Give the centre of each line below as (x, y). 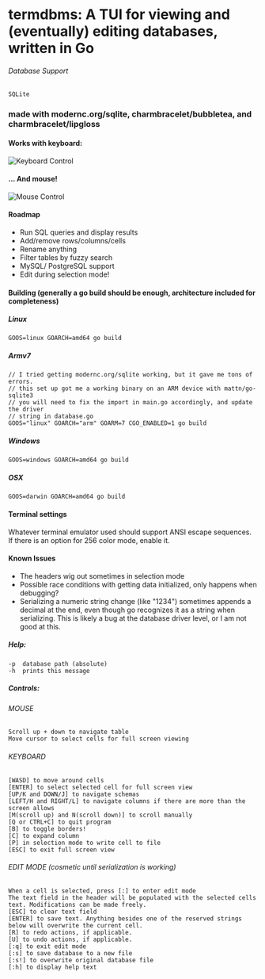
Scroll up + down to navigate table (68, 732)
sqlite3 (21, 396)
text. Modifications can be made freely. (78, 904)
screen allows (32, 808)
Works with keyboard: (45, 143)
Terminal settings (38, 514)
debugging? (39, 593)
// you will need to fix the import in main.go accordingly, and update (131, 403)
